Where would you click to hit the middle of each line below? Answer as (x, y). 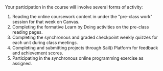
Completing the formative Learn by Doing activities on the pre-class (81, 27)
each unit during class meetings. (45, 43)
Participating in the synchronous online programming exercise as (78, 58)
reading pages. (27, 32)
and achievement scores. (38, 53)
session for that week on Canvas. (46, 22)
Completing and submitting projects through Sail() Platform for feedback (85, 48)
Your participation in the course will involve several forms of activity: (74, 7)
